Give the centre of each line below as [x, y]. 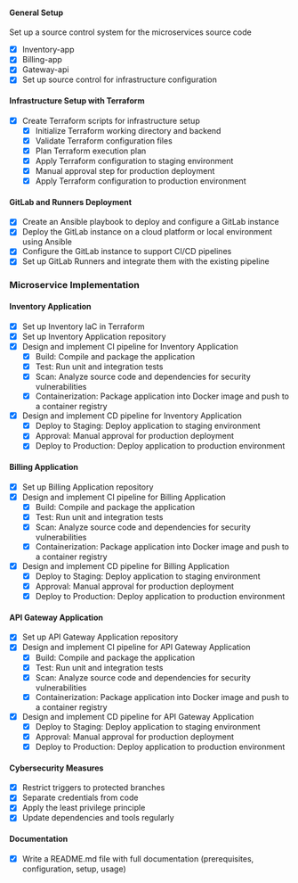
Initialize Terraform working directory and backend [128, 130]
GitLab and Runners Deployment [70, 202]
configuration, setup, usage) [74, 869]
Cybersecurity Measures [56, 768]
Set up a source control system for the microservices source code [130, 32]
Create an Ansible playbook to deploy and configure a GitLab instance [150, 222]
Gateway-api [45, 70]
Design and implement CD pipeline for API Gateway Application [138, 716]
